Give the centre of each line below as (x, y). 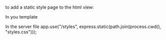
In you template (22, 17)
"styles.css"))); (21, 32)
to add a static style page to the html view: (50, 7)
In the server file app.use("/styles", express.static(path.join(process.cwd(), (83, 26)
